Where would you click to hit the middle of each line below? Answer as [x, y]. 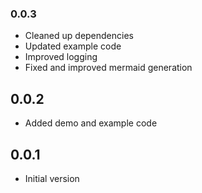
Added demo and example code [91, 123]
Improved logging [61, 57]
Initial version [52, 178]
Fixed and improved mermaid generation [108, 68]
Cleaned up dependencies [79, 36]
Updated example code [73, 46]
